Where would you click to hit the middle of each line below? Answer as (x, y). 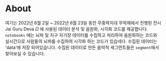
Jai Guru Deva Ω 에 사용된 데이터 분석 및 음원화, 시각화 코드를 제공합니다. (77, 29)
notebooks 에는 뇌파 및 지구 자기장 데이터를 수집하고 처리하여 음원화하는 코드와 (81, 35)
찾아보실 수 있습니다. (25, 53)
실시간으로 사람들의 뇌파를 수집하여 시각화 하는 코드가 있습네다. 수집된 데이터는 (81, 41)
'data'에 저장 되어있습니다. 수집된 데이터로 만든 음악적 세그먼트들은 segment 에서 (82, 47)
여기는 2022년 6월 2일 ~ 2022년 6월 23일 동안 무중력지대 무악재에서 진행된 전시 (83, 23)
